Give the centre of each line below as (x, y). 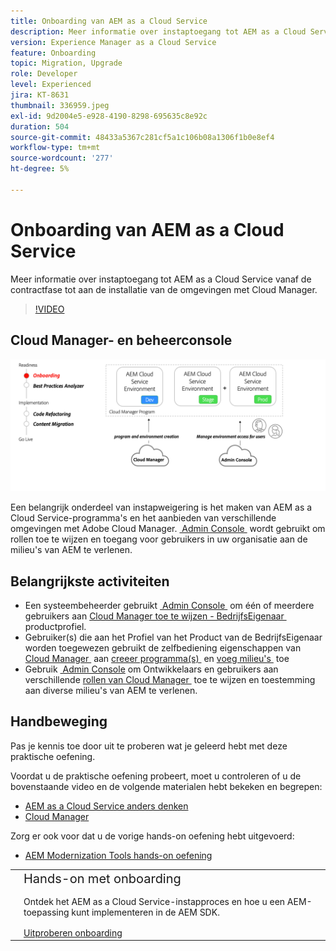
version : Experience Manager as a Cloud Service (113, 42)
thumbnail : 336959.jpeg (60, 105)
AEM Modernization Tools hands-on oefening (118, 855)
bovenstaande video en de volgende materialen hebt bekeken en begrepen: (166, 786)
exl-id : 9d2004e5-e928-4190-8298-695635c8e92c (109, 116)
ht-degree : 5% (40, 169)
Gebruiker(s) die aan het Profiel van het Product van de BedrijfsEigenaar (173, 637)
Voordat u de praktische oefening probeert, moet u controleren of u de (156, 776)
